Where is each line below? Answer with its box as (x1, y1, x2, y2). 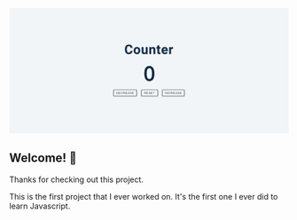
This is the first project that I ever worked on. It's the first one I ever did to (9, 191, 278, 201)
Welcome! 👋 (9, 150, 77, 166)
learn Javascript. (9, 201, 71, 211)
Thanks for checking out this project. (9, 174, 145, 185)
